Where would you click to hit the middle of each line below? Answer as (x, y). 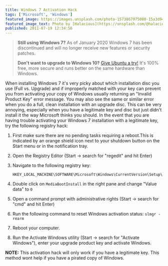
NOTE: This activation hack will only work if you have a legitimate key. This (82, 252)
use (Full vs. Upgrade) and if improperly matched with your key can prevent (83, 88)
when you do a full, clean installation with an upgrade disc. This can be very (83, 104)
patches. (26, 53)
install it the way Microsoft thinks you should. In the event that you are (77, 115)
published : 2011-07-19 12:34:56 (39, 28)
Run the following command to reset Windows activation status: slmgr (84, 214)
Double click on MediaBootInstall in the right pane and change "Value (84, 184)
